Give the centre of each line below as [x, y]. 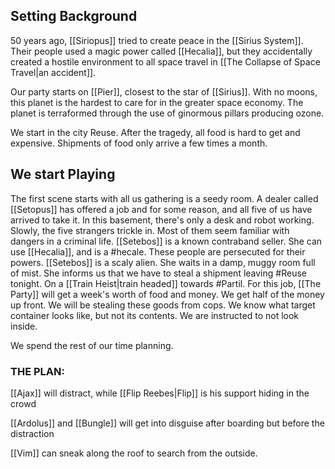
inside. [24, 326]
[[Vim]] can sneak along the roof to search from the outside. [134, 453]
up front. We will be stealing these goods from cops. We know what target [163, 305]
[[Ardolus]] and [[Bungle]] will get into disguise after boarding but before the [167, 423]
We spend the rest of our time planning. [92, 345]
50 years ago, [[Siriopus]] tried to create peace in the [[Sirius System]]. [157, 40]
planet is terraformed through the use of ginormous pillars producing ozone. [167, 113]
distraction [32, 433]
